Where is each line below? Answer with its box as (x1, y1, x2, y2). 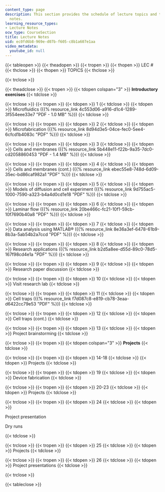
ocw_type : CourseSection (5, 30, 56, 35)
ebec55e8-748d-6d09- (111, 166, 159, 172)
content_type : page (5, 7, 45, 12)
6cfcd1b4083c (5, 131, 35, 137)
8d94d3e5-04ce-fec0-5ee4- (86, 126, 145, 132)
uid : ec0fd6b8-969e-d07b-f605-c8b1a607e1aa (5, 39, 96, 44)
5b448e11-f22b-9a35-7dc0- (97, 146, 154, 152)
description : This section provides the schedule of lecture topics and (5, 12, 157, 17)
